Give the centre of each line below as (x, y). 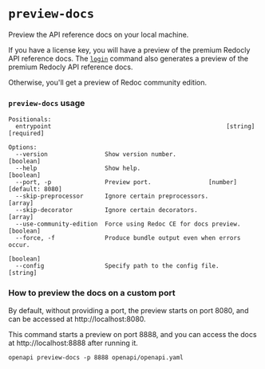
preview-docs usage (47, 103)
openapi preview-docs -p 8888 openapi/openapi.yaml (96, 357)
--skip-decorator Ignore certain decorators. (107, 210)
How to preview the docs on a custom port (92, 293)
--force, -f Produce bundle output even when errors (128, 238)
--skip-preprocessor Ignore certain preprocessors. (112, 196)
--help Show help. (78, 169)
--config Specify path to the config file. (117, 266)
